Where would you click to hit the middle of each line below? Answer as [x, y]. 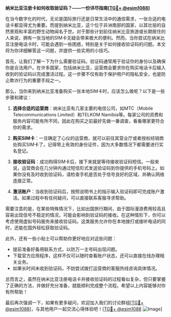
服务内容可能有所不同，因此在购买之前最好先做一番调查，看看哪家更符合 [88, 121]
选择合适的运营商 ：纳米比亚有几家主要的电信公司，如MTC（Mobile [83, 108]
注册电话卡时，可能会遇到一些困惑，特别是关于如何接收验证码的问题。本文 [88, 44]
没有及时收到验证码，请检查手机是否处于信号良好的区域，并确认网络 [93, 174]
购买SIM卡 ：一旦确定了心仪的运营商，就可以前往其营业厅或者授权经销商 [88, 138]
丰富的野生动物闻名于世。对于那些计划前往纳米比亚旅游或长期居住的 [94, 31]
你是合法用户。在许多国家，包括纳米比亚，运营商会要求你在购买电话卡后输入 [85, 68]
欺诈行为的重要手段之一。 [36, 80]
